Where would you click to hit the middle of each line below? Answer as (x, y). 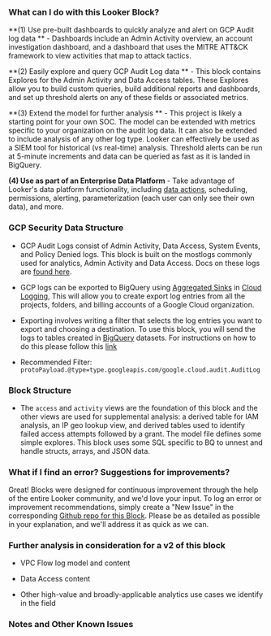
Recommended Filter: (56, 362)
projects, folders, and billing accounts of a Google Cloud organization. (137, 304)
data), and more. (36, 207)
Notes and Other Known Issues (71, 625)
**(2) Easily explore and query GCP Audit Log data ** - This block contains (135, 72)
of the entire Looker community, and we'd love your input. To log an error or (135, 499)
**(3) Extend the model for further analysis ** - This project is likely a (125, 113)
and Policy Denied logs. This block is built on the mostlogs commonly (136, 254)
